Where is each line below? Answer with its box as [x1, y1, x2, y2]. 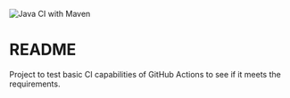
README [9, 40, 77, 60]
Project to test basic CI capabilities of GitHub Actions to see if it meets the [9, 69, 281, 79]
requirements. [9, 78, 61, 89]
